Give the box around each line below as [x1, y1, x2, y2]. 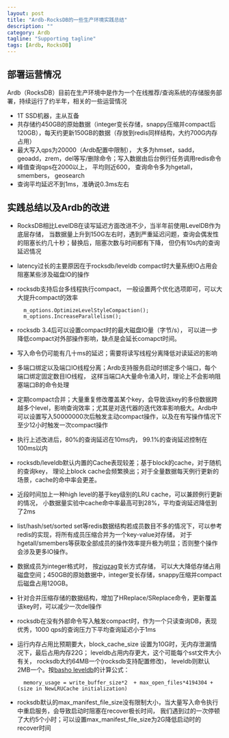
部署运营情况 [7, 69, 62, 81]
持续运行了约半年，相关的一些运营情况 [18, 97, 127, 105]
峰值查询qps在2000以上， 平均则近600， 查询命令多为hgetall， [16, 162, 196, 171]
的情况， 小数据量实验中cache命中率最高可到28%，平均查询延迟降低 [16, 498, 212, 507]
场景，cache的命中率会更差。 [16, 475, 101, 483]
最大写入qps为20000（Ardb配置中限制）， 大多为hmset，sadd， [16, 145, 198, 154]
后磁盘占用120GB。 [16, 579, 72, 587]
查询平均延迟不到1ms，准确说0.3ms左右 [16, 179, 130, 188]
